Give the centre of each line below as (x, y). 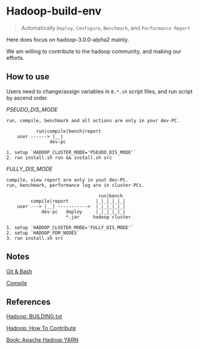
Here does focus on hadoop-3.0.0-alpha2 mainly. (68, 39)
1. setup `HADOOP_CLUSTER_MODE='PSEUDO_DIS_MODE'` (71, 152)
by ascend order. (27, 97)
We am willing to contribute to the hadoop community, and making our (94, 51)
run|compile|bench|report (69, 131)
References (28, 302)
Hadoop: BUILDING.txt (34, 316)
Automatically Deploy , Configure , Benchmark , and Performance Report (106, 28)
